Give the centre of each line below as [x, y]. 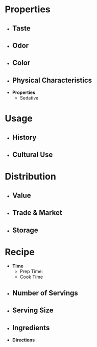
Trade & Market [37, 213]
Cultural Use [32, 155]
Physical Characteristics [52, 80]
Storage [25, 230]
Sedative [29, 98]
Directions [23, 340]
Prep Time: [31, 271]
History [24, 137]
